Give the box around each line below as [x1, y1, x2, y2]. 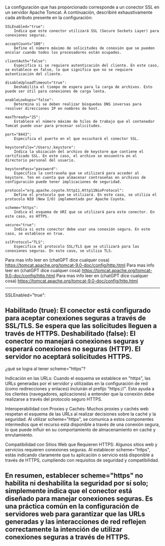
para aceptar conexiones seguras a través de [5, 314, 146, 322]
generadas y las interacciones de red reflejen [5, 517, 146, 526]
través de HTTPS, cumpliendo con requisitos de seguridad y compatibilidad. [5, 457, 160, 463]
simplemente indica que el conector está [5, 487, 133, 495]
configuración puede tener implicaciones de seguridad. [5, 179, 122, 184]
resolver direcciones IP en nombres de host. [5, 106, 100, 111]
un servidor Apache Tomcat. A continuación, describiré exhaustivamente [5, 9, 153, 15]
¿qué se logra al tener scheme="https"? [5, 366, 86, 372]
